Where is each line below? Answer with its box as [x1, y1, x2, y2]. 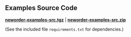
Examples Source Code [5, 4, 78, 12]
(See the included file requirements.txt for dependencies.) [5, 26, 124, 32]
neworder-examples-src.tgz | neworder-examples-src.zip [5, 17, 126, 22]
